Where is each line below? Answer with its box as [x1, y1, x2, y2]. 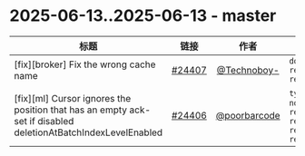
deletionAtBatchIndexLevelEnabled [14, 126, 163, 139]
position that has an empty [14, 103, 127, 116]
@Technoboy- [216, 63, 280, 76]
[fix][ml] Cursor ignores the [14, 92, 132, 104]
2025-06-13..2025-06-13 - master [9, 5, 277, 26]
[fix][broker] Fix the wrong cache [14, 58, 156, 71]
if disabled [29, 114, 74, 127]
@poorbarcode [215, 109, 280, 122]
